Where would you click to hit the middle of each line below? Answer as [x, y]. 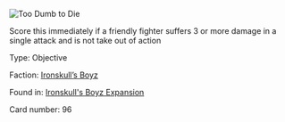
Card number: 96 [41, 110]
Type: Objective [38, 57]
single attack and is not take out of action [85, 41]
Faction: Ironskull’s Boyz [54, 75]
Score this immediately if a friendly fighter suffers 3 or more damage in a [143, 31]
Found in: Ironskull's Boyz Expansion [77, 92]
